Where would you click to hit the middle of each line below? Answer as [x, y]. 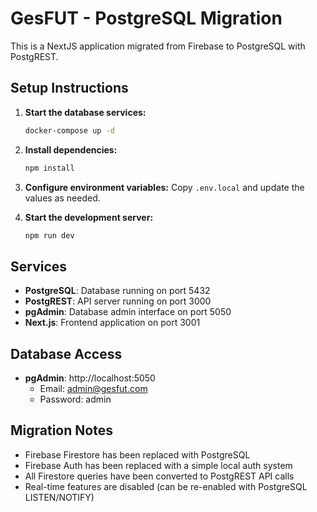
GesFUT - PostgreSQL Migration [146, 18]
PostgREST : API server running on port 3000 [118, 301]
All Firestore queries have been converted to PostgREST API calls [159, 476]
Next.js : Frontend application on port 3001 [112, 323]
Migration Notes [61, 430]
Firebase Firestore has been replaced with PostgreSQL [137, 454]
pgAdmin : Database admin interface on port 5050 [128, 312]
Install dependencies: [71, 149]
